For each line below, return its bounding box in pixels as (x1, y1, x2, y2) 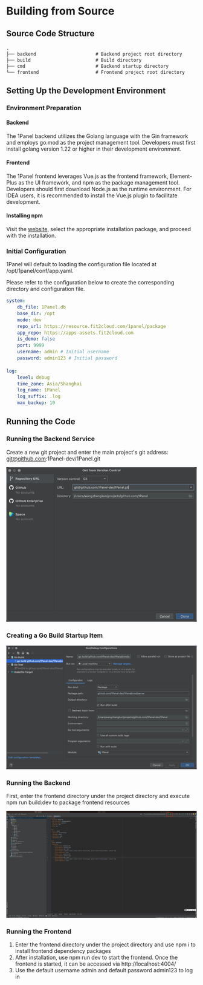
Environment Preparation (6, 104, 82, 113)
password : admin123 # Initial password (17, 355, 118, 361)
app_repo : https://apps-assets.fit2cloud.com (17, 330, 134, 336)
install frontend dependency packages (14, 947, 111, 954)
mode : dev (17, 316, 42, 323)
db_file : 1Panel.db (17, 304, 66, 310)
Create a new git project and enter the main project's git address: (6, 448, 169, 456)
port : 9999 (17, 342, 45, 349)
